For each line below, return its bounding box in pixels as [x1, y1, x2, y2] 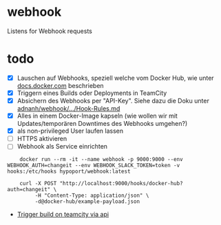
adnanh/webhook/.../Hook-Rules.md [17, 105, 120, 113]
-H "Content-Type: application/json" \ [34, 192, 149, 200]
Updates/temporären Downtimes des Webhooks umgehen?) [17, 120, 188, 128]
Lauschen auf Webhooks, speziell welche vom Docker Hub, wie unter [17, 74, 215, 82]
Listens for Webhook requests [7, 27, 93, 35]
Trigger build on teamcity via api [17, 211, 109, 219]
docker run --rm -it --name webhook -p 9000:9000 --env [19, 156, 184, 163]
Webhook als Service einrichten [17, 142, 108, 151]
